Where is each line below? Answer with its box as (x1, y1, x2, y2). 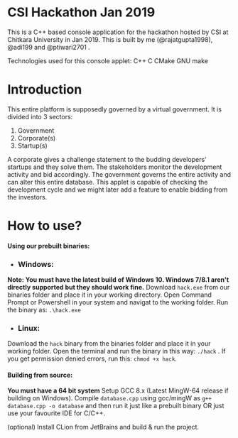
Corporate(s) (17, 133, 56, 142)
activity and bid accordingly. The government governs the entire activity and (7, 170, 232, 178)
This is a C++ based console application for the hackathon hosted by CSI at (7, 28, 229, 36)
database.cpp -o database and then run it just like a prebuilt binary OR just (7, 402, 225, 410)
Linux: (17, 323, 40, 333)
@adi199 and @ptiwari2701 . (7, 43, 90, 51)
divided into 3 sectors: (7, 112, 73, 121)
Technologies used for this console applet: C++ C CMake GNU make (7, 56, 208, 65)
